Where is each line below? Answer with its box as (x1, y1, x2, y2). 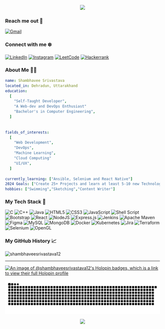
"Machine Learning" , (14, 151, 56, 155)
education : (5, 88, 27, 93)
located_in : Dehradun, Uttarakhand (5, 83, 78, 88)
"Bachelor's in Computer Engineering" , (14, 109, 96, 114)
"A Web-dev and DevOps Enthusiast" (14, 104, 87, 109)
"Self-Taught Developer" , (14, 99, 67, 104)
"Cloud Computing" (14, 156, 52, 161)
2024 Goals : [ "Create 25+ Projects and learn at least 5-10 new (5, 181, 139, 186)
